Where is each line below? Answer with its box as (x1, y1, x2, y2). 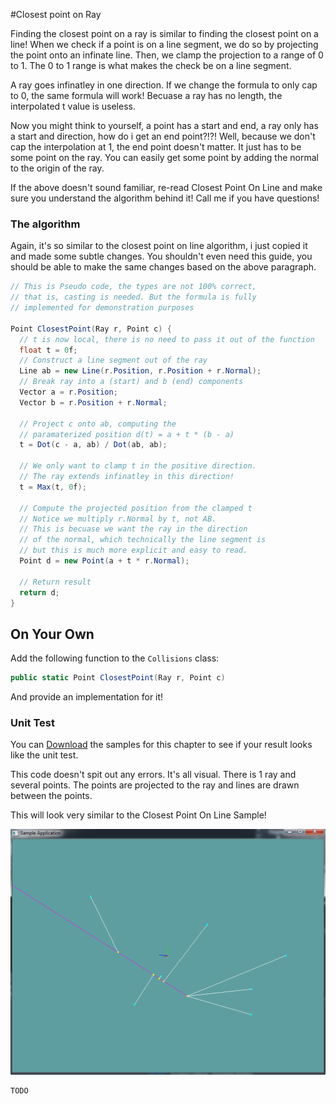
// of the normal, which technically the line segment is (19, 535, 267, 545)
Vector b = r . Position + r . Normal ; (19, 397, 168, 408)
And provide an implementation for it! (10, 691, 164, 703)
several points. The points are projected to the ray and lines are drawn (10, 779, 300, 791)
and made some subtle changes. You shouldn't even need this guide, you (10, 250, 313, 263)
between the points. (10, 790, 93, 802)
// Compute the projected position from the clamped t (19, 503, 253, 513)
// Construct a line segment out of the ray (19, 355, 208, 366)
